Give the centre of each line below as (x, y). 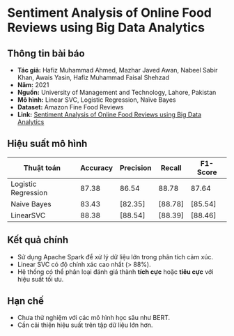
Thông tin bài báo (46, 53)
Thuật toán (42, 167)
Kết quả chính (38, 240)
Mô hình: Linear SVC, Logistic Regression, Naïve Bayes (96, 100)
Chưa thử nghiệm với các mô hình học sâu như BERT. (94, 318)
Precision (135, 167)
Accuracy (96, 167)
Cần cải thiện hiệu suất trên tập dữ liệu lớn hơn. (85, 325)
